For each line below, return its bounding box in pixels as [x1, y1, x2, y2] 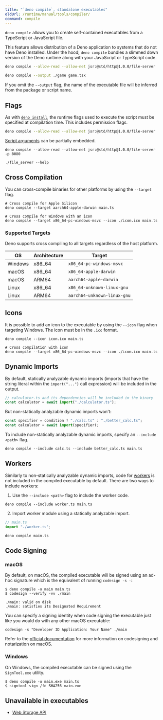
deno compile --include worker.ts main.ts [5, 502, 92, 507]
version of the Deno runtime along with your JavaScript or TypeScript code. [5, 55, 157, 61]
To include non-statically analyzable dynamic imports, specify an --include [5, 431, 157, 438]
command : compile [5, 16, 40, 21]
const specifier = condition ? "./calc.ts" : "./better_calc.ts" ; [5, 418, 143, 423]
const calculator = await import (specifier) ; [5, 423, 99, 428]
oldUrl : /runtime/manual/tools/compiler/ [5, 12, 91, 17]
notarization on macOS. [5, 641, 53, 647]
